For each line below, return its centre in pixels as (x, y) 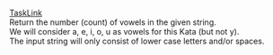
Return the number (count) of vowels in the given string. (113, 22)
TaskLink (26, 13)
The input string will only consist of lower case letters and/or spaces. (137, 41)
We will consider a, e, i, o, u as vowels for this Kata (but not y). (124, 31)
